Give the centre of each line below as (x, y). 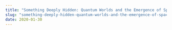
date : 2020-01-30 (24, 19)
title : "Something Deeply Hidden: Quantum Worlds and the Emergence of (83, 10)
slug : (11, 15)
